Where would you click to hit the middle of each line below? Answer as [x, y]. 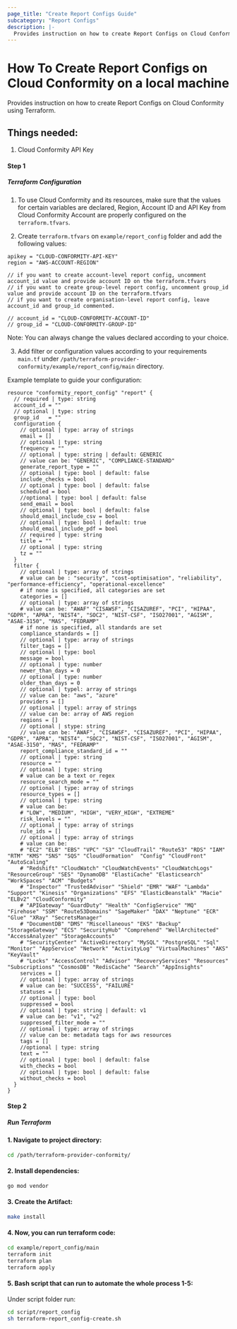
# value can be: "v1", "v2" [61, 1016]
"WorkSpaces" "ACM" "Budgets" [52, 880]
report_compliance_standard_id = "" [74, 751]
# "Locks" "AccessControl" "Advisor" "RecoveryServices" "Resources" [124, 961]
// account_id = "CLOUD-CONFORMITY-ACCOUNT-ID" [79, 318]
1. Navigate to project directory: [55, 1140]
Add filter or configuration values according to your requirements [112, 351]
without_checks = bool [53, 1078]
